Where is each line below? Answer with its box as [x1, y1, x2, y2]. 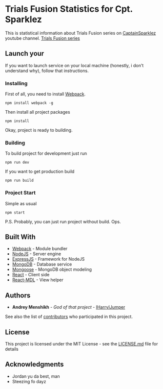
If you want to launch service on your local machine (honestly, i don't [5, 62, 144, 68]
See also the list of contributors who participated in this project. [5, 314, 133, 319]
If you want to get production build [5, 169, 75, 174]
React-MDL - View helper [12, 277, 63, 283]
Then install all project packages [5, 109, 70, 115]
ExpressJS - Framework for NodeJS [12, 256, 85, 262]
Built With [5, 233, 36, 241]
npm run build [5, 178, 34, 183]
